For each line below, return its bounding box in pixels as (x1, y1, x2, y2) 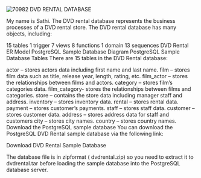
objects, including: (6, 30, 53, 37)
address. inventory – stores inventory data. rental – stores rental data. (6, 98, 179, 105)
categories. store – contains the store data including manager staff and (6, 92, 183, 99)
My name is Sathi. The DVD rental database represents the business (6, 17, 176, 24)
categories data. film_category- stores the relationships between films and (6, 85, 191, 93)
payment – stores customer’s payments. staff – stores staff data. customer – (6, 105, 195, 111)
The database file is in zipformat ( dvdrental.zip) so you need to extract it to (6, 153, 194, 161)
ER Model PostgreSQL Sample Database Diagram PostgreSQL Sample (6, 48, 180, 55)
